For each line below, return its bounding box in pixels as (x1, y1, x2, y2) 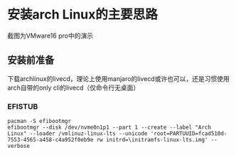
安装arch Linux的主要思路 (7, 6, 159, 23)
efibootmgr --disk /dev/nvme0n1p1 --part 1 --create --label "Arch (7, 124, 212, 132)
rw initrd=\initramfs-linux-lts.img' (96, 137, 208, 144)
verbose (7, 143, 31, 150)
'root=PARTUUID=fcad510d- (150, 130, 227, 137)
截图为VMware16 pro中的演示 (7, 31, 94, 40)
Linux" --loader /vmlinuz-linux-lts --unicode (7, 130, 148, 137)
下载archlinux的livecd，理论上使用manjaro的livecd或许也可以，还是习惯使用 (7, 74, 230, 82)
